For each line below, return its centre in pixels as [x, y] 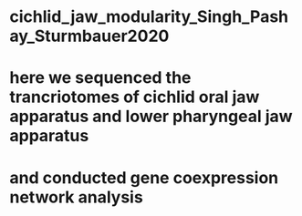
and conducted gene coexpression [144, 177]
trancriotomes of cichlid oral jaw [135, 97]
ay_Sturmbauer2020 [89, 36]
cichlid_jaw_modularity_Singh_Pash [149, 17]
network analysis [76, 197]
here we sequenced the [100, 78]
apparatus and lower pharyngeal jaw [151, 117]
